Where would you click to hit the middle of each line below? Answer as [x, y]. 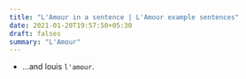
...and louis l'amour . [58, 67]
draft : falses [35, 33]
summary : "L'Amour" [45, 42]
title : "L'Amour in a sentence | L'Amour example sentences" [124, 17]
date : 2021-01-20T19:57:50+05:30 [71, 25]
